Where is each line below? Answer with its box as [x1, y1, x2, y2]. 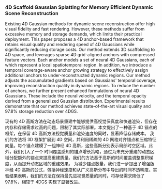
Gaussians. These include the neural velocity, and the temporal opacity [5, 93, 147, 99]
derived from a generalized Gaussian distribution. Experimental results [5, 98, 146, 104]
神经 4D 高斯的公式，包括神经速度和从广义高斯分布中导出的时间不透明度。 [5, 167, 153, 173]
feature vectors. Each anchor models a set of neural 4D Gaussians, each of [5, 57, 155, 63]
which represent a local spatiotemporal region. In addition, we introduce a [5, 62, 152, 68]
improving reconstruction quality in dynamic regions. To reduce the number [5, 83, 156, 89]
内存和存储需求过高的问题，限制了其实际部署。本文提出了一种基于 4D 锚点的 [5, 125, 158, 130]
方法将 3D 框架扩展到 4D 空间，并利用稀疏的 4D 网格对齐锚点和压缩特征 [13, 137, 157, 142]
